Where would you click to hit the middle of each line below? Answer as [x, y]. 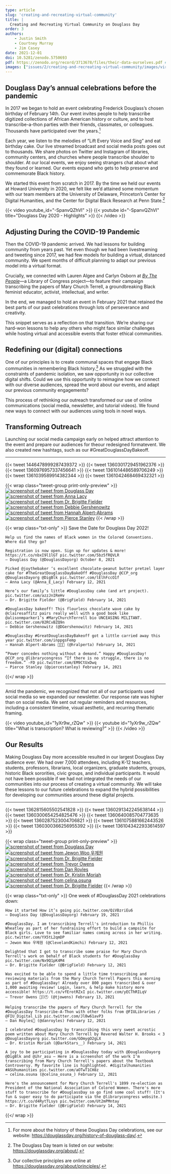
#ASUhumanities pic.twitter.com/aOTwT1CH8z [52, 1070]
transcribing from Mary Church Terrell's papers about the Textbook [79, 1061]
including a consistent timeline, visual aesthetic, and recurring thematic [80, 708]
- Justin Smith [31, 39]
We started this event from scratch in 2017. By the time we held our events [83, 183]
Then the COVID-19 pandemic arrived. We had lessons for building [75, 244]
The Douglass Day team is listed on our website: [63, 1145]
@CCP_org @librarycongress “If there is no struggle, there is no [77, 658]
